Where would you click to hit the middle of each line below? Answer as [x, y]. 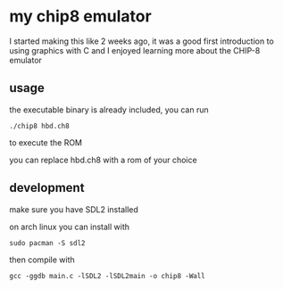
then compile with [42, 260]
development [47, 188]
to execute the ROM [46, 142]
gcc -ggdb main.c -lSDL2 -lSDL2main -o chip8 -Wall [107, 276]
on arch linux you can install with [70, 227]
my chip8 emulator [80, 17]
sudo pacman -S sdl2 [48, 243]
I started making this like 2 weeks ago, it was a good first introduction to [141, 41]
